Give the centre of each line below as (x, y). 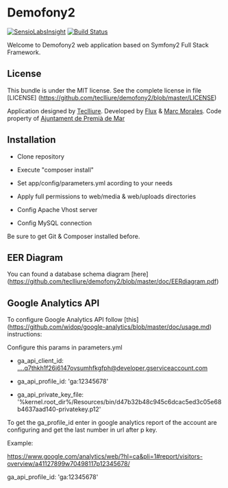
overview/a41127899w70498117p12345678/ (68, 464)
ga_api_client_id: (40, 361)
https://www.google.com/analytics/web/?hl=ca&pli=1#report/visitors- (105, 456)
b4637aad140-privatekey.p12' (59, 409)
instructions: (25, 334)
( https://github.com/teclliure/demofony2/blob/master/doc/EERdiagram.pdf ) (113, 281)
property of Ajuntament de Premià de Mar (66, 118)
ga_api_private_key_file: (50, 395)
